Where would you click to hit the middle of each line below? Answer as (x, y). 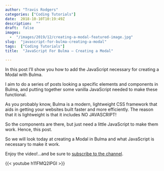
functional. (16, 95)
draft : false (20, 28)
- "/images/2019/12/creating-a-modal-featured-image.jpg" (71, 37)
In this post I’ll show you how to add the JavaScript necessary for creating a (82, 69)
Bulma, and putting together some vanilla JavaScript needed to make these (81, 89)
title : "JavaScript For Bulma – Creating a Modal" (59, 51)
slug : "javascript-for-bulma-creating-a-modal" (56, 42)
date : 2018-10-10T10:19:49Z (35, 19)
